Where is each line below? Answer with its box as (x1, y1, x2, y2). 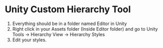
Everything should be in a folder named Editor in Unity (12, 20, 127, 27)
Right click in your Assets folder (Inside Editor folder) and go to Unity (12, 26, 158, 32)
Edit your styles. (12, 37, 47, 43)
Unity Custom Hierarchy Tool (5, 4, 131, 15)
